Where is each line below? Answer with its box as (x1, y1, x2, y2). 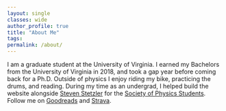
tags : (7, 35, 23, 42)
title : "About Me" (7, 29, 60, 36)
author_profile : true (7, 22, 69, 29)
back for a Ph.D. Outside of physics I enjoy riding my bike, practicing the (7, 75, 211, 82)
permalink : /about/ (7, 42, 63, 48)
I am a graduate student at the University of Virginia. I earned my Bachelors (7, 61, 220, 68)
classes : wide (7, 16, 48, 23)
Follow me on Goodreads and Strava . (7, 97, 112, 104)
